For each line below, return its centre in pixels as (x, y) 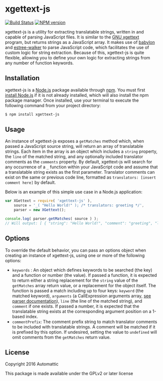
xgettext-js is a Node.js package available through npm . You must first (75, 90)
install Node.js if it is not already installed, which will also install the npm (77, 95)
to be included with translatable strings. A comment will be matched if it (84, 327)
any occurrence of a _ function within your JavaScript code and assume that (81, 167)
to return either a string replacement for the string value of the (75, 280)
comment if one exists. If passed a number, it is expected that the (76, 306)
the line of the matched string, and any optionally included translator (74, 157)
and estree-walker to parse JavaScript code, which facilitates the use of (77, 47)
